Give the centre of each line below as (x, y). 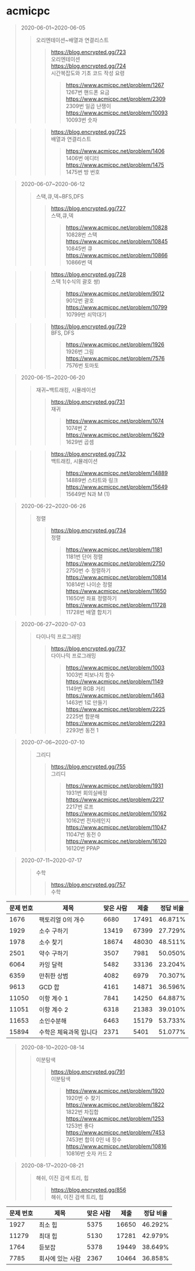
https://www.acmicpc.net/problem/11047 (116, 827)
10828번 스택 (82, 235)
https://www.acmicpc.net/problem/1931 (115, 785)
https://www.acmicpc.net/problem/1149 (115, 681)
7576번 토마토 (82, 365)
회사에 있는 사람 (60, 1258)
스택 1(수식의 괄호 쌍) (76, 281)
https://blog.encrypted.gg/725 (88, 132)
